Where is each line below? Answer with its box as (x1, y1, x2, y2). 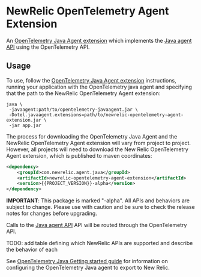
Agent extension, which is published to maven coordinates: (6, 152, 152, 159)
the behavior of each (6, 246, 58, 254)
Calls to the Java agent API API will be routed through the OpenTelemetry (6, 222, 187, 229)
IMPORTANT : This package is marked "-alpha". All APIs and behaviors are (6, 197, 190, 204)
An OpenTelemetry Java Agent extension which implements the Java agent (6, 37, 192, 44)
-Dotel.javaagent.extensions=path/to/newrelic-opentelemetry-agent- (8, 111, 184, 118)
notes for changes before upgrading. (6, 210, 97, 217)
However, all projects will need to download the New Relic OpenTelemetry (6, 146, 189, 153)
